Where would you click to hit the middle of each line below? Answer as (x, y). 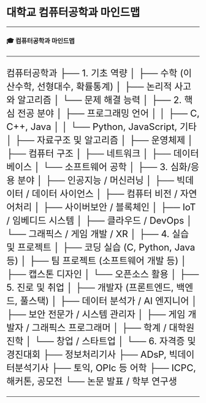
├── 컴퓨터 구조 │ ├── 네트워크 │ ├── (89, 153)
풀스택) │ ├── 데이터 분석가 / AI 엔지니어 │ (109, 301)
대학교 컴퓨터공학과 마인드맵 (73, 13)
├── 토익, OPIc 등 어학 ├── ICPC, (124, 368)
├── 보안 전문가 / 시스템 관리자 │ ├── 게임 (96, 314)
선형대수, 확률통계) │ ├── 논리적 (104, 86)
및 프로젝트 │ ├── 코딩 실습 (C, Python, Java (101, 247)
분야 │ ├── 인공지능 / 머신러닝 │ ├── (96, 180)
